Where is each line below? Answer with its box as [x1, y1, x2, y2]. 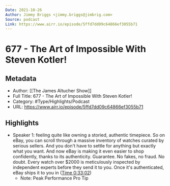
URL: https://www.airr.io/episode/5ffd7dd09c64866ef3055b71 [12, 104, 144, 110]
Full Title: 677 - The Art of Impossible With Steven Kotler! [12, 93, 132, 99]
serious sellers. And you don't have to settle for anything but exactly [12, 143, 156, 149]
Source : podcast [5, 17, 40, 22]
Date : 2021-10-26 [5, 7, 42, 13]
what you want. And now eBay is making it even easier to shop [12, 148, 144, 155]
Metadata [5, 74, 37, 83]
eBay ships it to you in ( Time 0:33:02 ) [12, 170, 92, 176]
